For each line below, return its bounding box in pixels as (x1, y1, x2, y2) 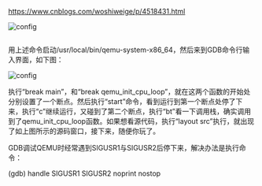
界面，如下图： (14, 55, 64, 64)
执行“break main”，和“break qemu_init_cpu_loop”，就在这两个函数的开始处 (8, 87, 251, 96)
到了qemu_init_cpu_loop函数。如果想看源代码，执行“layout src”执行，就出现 (8, 117, 254, 125)
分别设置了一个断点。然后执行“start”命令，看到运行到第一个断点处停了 (8, 97, 236, 106)
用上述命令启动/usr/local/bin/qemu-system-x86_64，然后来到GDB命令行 (8, 45, 243, 54)
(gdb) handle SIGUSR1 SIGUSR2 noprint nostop (8, 169, 161, 178)
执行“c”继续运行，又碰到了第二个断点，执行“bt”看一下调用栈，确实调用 (21, 106, 252, 116)
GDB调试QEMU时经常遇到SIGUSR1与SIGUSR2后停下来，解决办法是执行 (8, 143, 240, 152)
